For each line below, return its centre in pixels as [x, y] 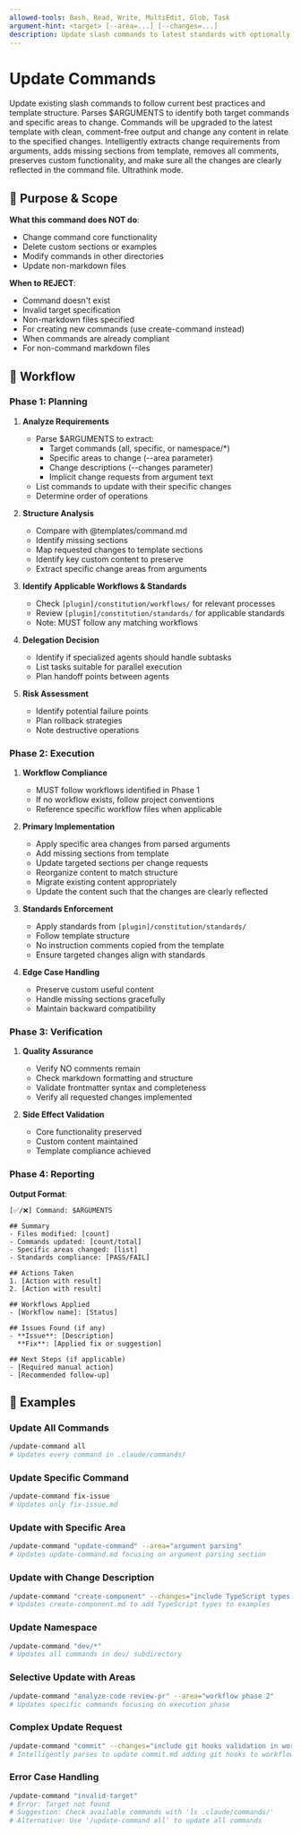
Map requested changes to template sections [119, 549]
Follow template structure [82, 936]
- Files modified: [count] [60, 1233]
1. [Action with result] [56, 1281]
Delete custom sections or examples [90, 247]
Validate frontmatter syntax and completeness [121, 1088]
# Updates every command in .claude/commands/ [98, 1455]
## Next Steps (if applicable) [68, 1359]
